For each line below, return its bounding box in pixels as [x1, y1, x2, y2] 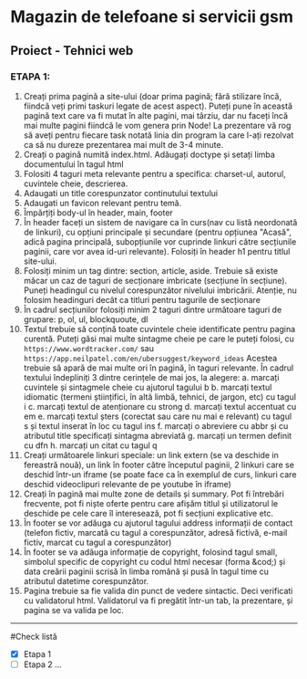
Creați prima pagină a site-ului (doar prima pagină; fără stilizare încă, [23, 90, 281, 101]
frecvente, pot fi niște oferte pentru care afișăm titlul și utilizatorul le [23, 497, 279, 508]
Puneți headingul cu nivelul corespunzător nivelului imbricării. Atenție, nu [23, 285, 297, 296]
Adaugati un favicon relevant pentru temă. [23, 197, 182, 208]
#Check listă [10, 631, 57, 642]
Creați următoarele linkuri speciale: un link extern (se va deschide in [23, 449, 279, 460]
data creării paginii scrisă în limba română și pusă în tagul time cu [23, 566, 270, 577]
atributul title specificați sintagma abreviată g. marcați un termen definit [23, 430, 292, 441]
